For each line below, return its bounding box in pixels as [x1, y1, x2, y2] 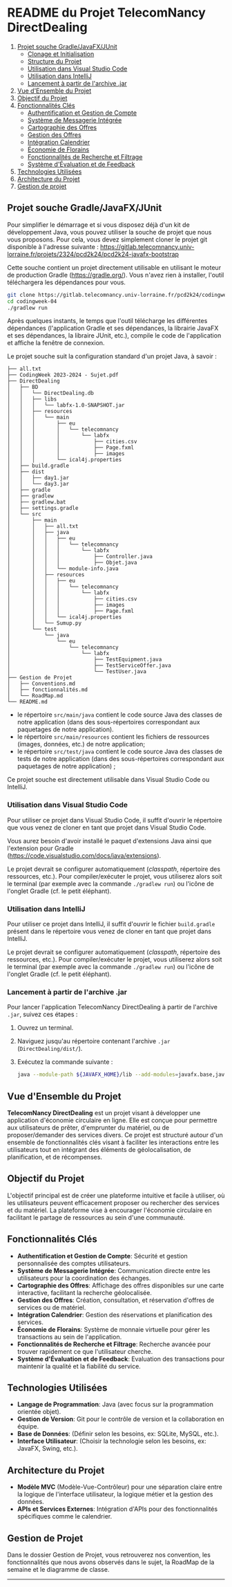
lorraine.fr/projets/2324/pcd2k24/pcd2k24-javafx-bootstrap [7, 250, 180, 258]
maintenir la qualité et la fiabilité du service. [17, 1361, 142, 1370]
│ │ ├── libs [7, 396, 57, 403]
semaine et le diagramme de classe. [7, 1566, 110, 1574]
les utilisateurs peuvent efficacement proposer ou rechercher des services [7, 1198, 220, 1207]
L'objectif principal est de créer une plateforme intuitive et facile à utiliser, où [7, 1191, 225, 1200]
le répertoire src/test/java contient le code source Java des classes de [17, 747, 222, 755]
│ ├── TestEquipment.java [7, 656, 162, 663]
